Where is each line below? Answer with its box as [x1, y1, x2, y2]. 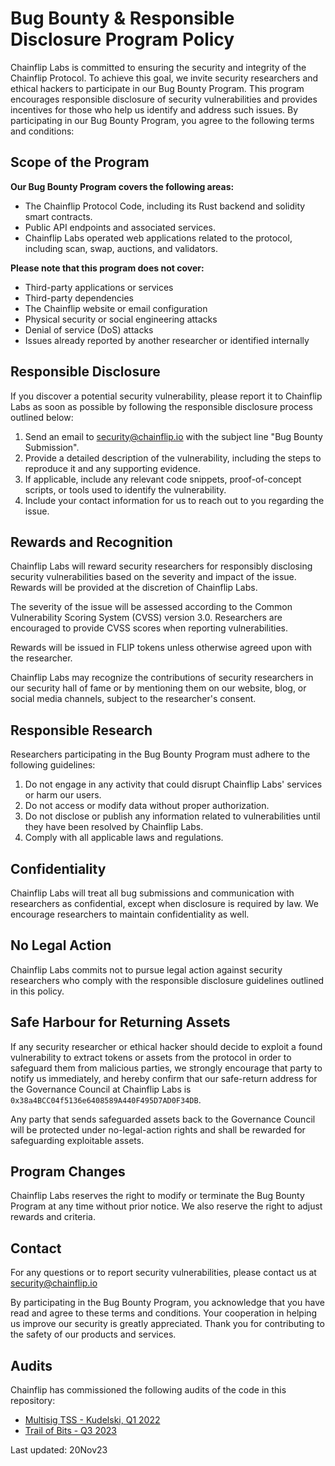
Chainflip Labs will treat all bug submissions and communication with [10, 887, 295, 899]
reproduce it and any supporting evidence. [24, 462, 202, 474]
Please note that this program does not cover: [10, 262, 205, 274]
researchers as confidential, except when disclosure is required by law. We [10, 898, 319, 909]
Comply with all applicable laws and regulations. [24, 832, 224, 844]
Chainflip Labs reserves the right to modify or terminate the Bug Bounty [10, 1190, 305, 1202]
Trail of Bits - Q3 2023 [24, 1425, 117, 1437]
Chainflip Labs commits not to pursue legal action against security [10, 963, 283, 976]
